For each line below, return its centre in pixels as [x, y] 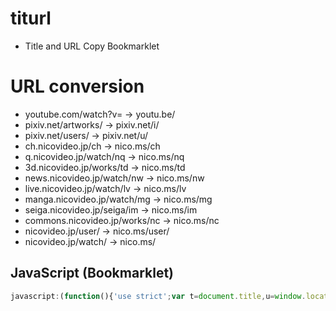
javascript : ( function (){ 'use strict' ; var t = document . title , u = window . [158, 296]
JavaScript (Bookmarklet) [92, 273]
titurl [31, 18]
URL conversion [77, 86]
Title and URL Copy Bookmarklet [92, 46]
